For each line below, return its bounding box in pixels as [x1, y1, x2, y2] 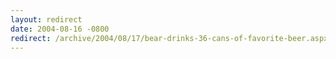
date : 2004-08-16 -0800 [10, 24, 110, 34]
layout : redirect [10, 14, 83, 25]
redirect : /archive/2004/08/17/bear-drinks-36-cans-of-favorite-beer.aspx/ [10, 33, 333, 43]
